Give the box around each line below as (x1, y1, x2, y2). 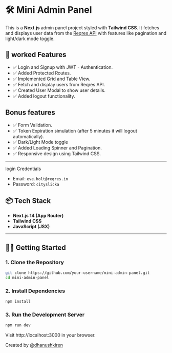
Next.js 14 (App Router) (12, 213, 64, 219)
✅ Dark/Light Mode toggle (12, 139, 68, 145)
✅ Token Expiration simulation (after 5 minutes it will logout (12, 127, 137, 134)
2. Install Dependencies (5, 287, 66, 294)
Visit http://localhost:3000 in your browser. (5, 332, 96, 338)
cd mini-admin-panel (5, 275, 50, 280)
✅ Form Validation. (12, 122, 53, 128)
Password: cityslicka (12, 181, 60, 187)
